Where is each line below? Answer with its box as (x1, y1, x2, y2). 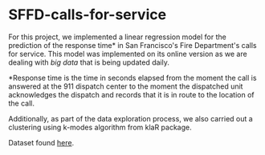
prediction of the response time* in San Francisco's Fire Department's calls (8, 40, 257, 50)
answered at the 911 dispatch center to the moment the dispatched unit (8, 81, 243, 91)
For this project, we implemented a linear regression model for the (8, 32, 226, 42)
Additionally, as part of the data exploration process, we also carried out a (8, 113, 253, 123)
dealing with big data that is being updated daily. (8, 58, 170, 67)
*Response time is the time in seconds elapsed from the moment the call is (8, 73, 257, 82)
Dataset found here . (8, 137, 75, 147)
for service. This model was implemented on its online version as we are (8, 49, 247, 58)
